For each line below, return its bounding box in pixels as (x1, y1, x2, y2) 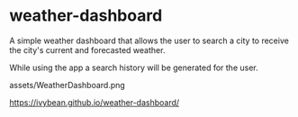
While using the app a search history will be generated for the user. (9, 62, 258, 73)
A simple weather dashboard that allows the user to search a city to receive (9, 35, 290, 46)
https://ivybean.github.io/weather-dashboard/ (9, 96, 180, 108)
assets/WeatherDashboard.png (9, 79, 126, 90)
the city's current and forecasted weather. (9, 44, 166, 55)
